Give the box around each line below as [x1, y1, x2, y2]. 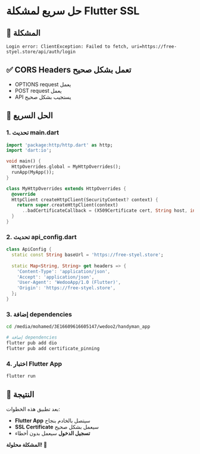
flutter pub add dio [6, 340, 58, 346]
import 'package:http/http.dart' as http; [6, 142, 113, 148]
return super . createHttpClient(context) [17, 202, 118, 208]
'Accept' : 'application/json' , [17, 274, 95, 280]
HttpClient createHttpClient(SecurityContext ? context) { [11, 196, 159, 203]
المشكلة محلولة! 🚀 [6, 441, 48, 448]
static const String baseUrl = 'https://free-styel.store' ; [11, 252, 164, 258]
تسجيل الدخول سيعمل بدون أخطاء [14, 430, 90, 437]
